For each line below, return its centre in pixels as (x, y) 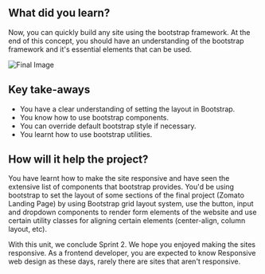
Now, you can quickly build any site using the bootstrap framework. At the (129, 32)
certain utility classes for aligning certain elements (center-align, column (127, 221)
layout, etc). (28, 229)
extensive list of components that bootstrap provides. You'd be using (121, 187)
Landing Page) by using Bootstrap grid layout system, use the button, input (131, 204)
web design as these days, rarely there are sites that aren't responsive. (125, 261)
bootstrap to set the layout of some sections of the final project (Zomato (127, 195)
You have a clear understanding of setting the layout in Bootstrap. (127, 109)
